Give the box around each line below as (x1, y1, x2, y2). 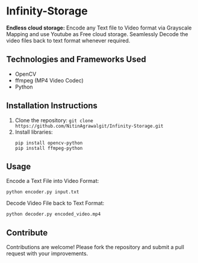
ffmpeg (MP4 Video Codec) (14, 76, 84, 84)
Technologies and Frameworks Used (6, 54, 146, 64)
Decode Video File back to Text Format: (6, 200, 105, 207)
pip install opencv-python (14, 140, 83, 146)
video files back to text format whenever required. (6, 37, 131, 44)
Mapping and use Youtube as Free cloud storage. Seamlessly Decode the (6, 30, 188, 37)
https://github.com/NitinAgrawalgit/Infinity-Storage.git (14, 123, 164, 129)
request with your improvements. (6, 250, 88, 257)
